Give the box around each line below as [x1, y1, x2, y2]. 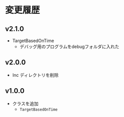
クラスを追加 [12, 100, 39, 107]
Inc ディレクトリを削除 [12, 72, 59, 78]
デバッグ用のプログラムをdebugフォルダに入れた [19, 44, 120, 50]
